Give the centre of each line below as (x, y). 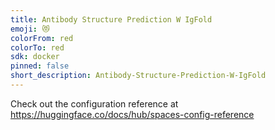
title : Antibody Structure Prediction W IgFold (111, 19)
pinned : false (40, 66)
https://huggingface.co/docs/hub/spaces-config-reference (132, 114)
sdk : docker (35, 57)
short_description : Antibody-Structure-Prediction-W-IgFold (138, 76)
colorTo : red (37, 47)
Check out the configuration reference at (94, 103)
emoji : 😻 (30, 29)
